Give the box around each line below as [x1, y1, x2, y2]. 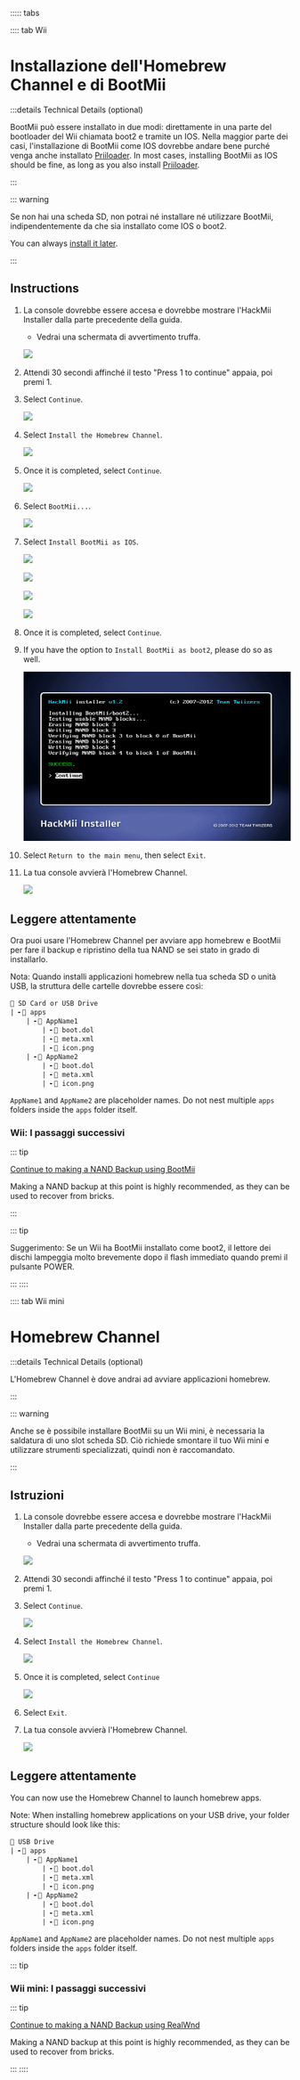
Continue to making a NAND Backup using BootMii [10, 1164, 196, 1175]
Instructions [10, 281, 79, 297]
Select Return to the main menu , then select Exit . [22, 850, 207, 861]
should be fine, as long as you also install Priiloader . [10, 159, 200, 170]
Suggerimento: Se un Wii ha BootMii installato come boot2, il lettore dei [10, 1243, 272, 1253]
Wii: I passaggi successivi [10, 1126, 126, 1138]
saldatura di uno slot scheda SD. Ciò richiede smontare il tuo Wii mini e [10, 1435, 270, 1446]
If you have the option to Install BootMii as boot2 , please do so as [22, 644, 273, 655]
